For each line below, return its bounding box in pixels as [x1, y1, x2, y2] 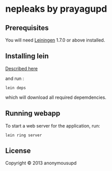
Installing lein [5, 52, 49, 60]
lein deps [5, 85, 26, 90]
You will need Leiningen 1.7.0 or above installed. [5, 37, 105, 43]
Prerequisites [5, 24, 49, 32]
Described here [5, 65, 38, 72]
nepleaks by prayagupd [5, 3, 107, 15]
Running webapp [5, 109, 61, 118]
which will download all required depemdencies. [5, 94, 107, 100]
